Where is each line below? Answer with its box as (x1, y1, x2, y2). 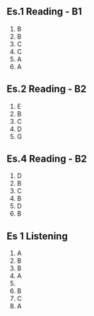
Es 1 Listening (6, 230, 68, 242)
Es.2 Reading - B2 (6, 83, 87, 95)
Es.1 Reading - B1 (6, 6, 83, 18)
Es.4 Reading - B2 (6, 153, 88, 165)
